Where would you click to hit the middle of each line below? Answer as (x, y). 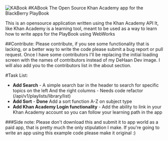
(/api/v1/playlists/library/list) (42, 96)
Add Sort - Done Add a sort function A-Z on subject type (72, 101)
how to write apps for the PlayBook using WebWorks (60, 34)
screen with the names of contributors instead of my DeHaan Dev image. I (83, 60)
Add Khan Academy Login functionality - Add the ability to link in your (87, 107)
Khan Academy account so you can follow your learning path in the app (87, 112)
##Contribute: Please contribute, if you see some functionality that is (77, 44)
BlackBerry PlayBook (27, 13)
